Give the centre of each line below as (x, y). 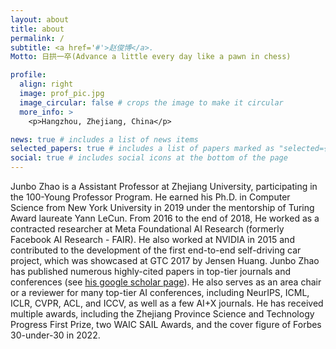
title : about (37, 29)
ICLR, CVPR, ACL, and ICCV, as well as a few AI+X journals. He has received (167, 303)
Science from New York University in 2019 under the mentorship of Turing (162, 207)
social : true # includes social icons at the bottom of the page (149, 158)
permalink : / (37, 38)
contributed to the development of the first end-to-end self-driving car (156, 250)
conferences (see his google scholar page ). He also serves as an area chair (166, 282)
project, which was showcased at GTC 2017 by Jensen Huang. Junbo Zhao (165, 260)
